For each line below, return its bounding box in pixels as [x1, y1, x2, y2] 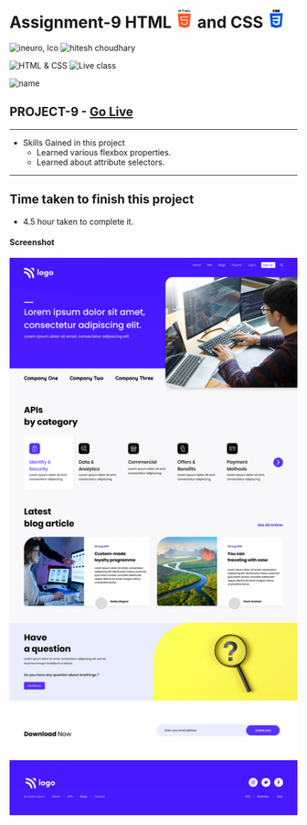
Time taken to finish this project [9, 192, 195, 208]
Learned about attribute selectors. [36, 156, 165, 167]
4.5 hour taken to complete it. [22, 216, 134, 227]
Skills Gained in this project [22, 137, 125, 148]
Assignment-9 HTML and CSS [9, 12, 264, 33]
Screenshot [9, 237, 55, 248]
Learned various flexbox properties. [36, 146, 172, 157]
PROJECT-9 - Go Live [9, 104, 134, 120]
